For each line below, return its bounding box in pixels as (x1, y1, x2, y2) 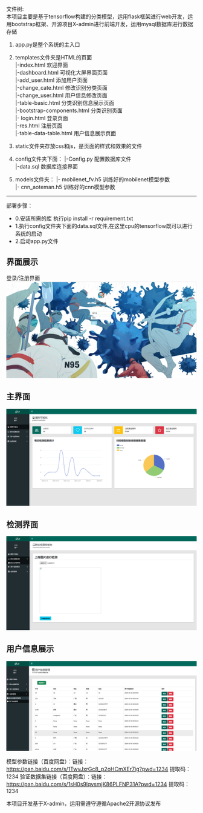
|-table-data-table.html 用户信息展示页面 (14, 130, 117, 136)
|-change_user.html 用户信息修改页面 (14, 92, 108, 99)
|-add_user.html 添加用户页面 (14, 76, 88, 84)
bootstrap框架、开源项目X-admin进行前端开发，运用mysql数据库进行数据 (11, 21, 193, 27)
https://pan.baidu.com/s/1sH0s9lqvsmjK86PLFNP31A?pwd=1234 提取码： (6, 781, 190, 788)
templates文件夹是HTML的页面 (14, 54, 92, 61)
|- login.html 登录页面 (14, 115, 68, 121)
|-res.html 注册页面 (14, 122, 62, 129)
